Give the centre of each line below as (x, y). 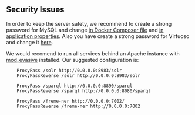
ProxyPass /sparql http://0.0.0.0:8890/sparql (75, 86)
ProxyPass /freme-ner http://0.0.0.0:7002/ (71, 101)
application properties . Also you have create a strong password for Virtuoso (98, 36)
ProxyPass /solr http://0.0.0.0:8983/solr (69, 70)
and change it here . (30, 42)
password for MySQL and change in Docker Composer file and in (85, 30)
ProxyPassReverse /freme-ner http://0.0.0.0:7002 (79, 106)
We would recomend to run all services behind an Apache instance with (93, 53)
